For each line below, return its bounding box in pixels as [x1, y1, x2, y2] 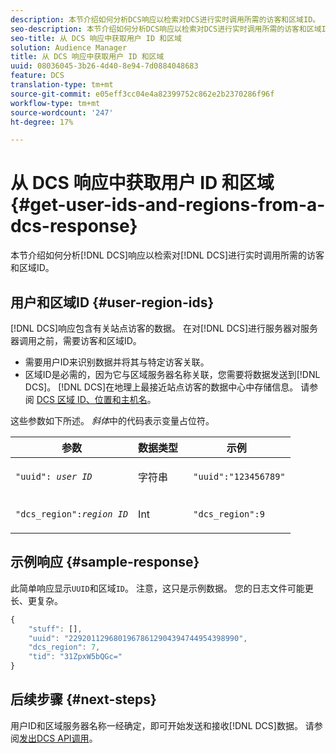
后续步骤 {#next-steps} [10, 691, 157, 708]
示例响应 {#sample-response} [10, 554, 200, 571]
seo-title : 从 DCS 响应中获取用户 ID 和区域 [10, 33, 182, 43]
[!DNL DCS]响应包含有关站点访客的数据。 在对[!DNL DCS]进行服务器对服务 [10, 322, 319, 334]
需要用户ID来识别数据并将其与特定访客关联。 [24, 356, 210, 368]
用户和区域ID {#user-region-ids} [10, 294, 215, 311]
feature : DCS [10, 71, 65, 81]
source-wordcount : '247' [10, 107, 114, 118]
